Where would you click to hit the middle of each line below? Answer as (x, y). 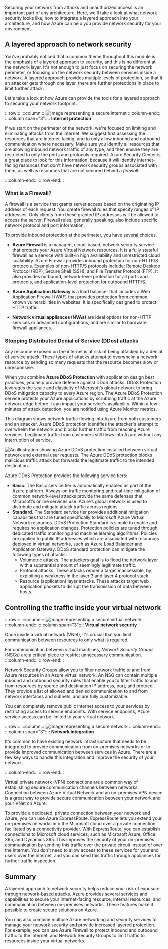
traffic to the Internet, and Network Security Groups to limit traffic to (75, 936)
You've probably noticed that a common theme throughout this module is (80, 56)
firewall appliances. (32, 328)
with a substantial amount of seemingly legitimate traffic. (78, 565)
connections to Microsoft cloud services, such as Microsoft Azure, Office (80, 834)
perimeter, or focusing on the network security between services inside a (81, 72)
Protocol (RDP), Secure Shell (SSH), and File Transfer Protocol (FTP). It (85, 271)
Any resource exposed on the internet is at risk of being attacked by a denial (84, 352)
